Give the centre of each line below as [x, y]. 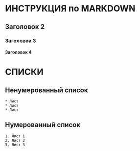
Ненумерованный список [47, 90]
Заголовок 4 [18, 52]
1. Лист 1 [15, 136]
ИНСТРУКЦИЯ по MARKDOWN [70, 9]
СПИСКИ [24, 72]
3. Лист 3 [15, 145]
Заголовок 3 [21, 41]
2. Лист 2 [15, 140]
